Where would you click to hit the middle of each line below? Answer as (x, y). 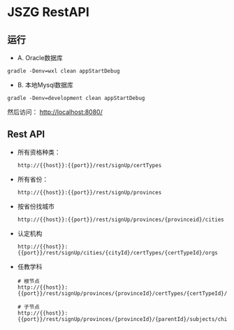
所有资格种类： (39, 152)
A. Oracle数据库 (40, 58)
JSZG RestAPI (48, 12)
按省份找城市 (36, 206)
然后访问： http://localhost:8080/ (55, 112)
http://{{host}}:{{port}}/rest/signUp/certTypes (89, 165)
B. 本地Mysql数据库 (45, 85)
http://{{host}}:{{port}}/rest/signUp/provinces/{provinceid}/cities (121, 220)
